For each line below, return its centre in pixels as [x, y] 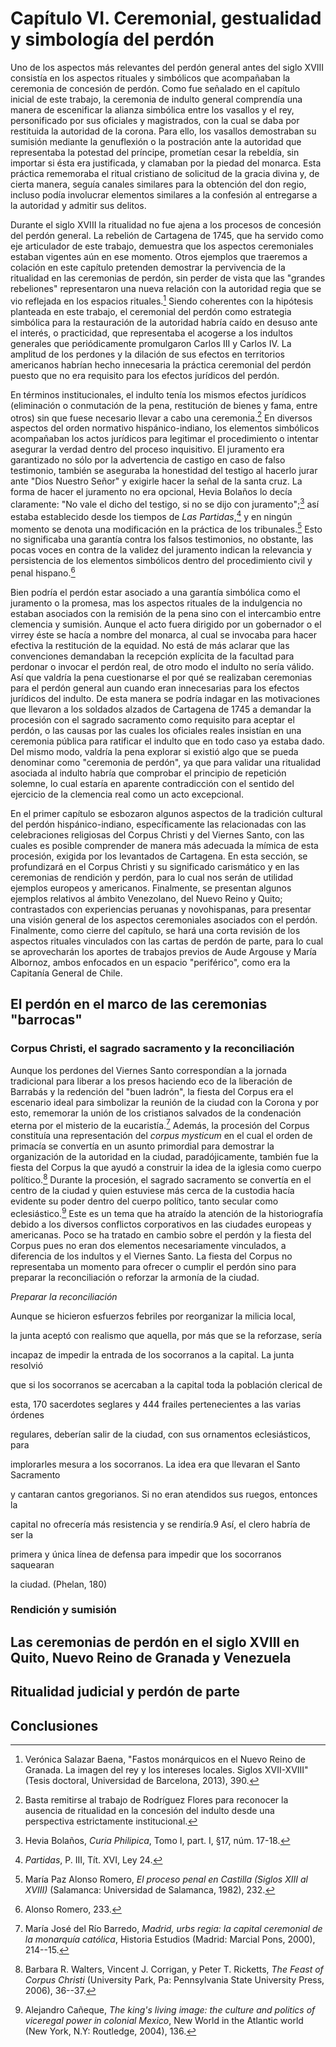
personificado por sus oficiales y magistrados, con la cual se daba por [155, 120]
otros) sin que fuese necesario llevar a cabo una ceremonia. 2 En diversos [161, 417]
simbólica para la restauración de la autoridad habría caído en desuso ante [164, 322]
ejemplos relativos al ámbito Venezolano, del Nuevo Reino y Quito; [146, 898]
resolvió [27, 1365]
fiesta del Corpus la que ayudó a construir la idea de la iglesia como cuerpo [166, 1168]
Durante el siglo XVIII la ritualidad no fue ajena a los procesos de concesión [166, 224]
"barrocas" [46, 1020]
